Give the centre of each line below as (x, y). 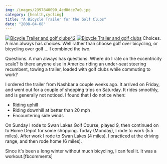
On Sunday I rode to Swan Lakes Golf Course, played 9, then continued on (82, 125)
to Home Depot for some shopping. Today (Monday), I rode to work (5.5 (79, 131)
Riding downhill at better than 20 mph (51, 110)
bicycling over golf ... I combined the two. (48, 49)
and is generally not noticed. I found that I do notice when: (65, 95)
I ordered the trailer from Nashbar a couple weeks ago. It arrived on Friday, (82, 85)
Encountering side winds (38, 116)
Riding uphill (25, 105)
